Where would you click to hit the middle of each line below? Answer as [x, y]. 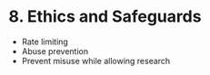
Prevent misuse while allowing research [96, 61]
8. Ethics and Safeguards [105, 17]
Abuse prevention [55, 51]
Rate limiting [45, 42]
